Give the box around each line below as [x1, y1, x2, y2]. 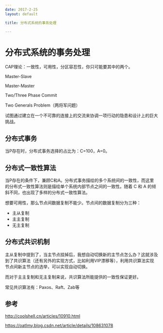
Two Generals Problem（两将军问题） [5, 102, 81, 108]
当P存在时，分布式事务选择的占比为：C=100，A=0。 [5, 148, 110, 154]
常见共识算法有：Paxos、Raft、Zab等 [5, 284, 80, 290]
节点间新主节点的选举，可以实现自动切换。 [5, 264, 90, 270]
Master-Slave [5, 74, 32, 79]
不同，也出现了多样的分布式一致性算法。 [9, 190, 90, 195]
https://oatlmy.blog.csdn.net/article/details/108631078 [5, 322, 114, 328]
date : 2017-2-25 [5, 7, 38, 12]
